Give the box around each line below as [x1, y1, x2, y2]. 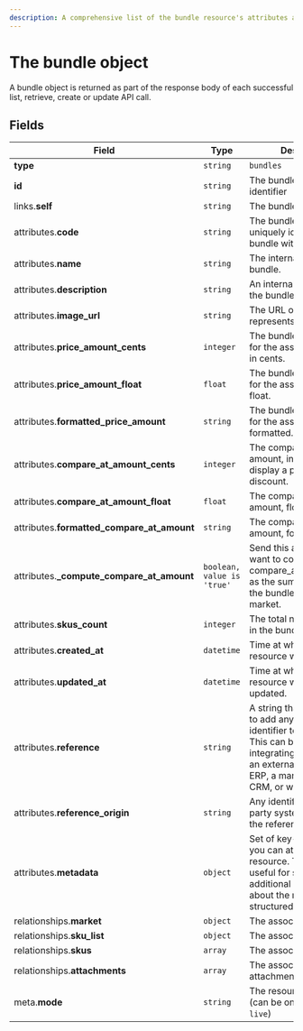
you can [249, 844, 284, 857]
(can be [249, 996, 282, 1008]
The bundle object [9, 51, 149, 72]
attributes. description [14, 283, 107, 296]
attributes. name [14, 258, 82, 271]
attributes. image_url [14, 309, 101, 322]
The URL [249, 304, 287, 317]
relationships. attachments [14, 964, 126, 977]
